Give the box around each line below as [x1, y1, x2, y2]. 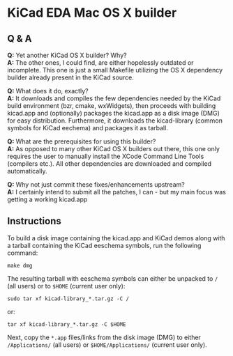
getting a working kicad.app [7, 195, 88, 203]
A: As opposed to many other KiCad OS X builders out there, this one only [7, 145, 220, 153]
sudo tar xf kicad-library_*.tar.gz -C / [7, 295, 130, 302]
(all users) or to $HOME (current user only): [7, 281, 126, 290]
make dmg [7, 262, 33, 269]
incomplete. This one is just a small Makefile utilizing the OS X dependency [7, 66, 223, 74]
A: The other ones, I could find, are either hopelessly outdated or [7, 59, 194, 67]
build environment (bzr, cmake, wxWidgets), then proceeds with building [7, 102, 216, 109]
